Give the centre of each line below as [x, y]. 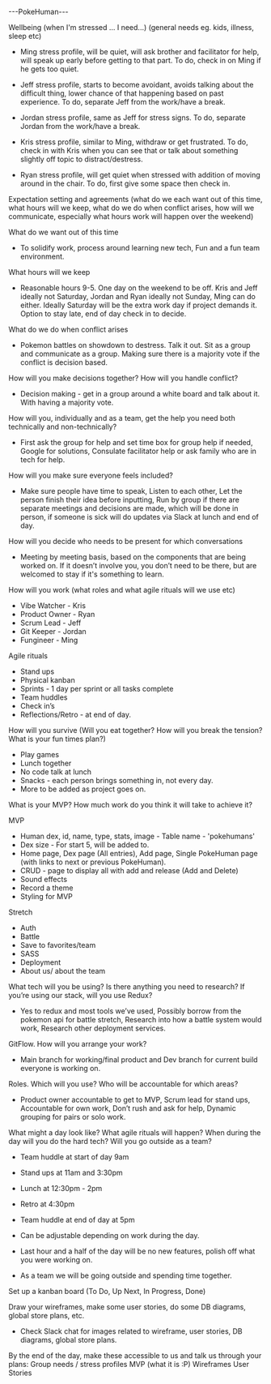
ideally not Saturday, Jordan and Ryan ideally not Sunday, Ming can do [138, 296]
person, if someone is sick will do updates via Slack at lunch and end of [139, 517]
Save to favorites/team [58, 945]
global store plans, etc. [47, 1315]
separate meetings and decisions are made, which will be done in [129, 508]
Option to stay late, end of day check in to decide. [103, 314]
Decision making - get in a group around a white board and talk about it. [140, 394]
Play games [39, 754]
